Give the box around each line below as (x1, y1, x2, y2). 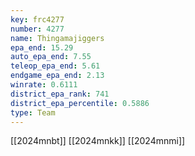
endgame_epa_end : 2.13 (10, 71, 105, 81)
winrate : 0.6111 (10, 80, 78, 90)
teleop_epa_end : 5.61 (10, 61, 101, 71)
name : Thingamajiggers (10, 33, 105, 43)
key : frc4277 (10, 14, 65, 25)
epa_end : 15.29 (10, 42, 74, 53)
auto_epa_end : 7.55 (10, 52, 92, 62)
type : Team (10, 107, 56, 118)
